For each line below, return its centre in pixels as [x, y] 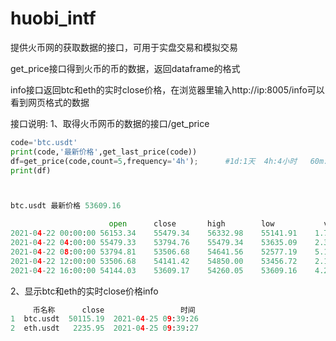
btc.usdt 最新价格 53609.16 [66, 206]
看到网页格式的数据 [50, 102]
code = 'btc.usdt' [44, 142]
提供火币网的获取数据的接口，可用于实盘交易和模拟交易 [124, 47]
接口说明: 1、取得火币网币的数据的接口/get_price [110, 123]
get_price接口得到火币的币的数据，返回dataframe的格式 [125, 68]
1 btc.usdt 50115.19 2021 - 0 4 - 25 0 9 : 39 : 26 [104, 319]
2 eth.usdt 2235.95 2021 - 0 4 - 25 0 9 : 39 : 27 [104, 328]
